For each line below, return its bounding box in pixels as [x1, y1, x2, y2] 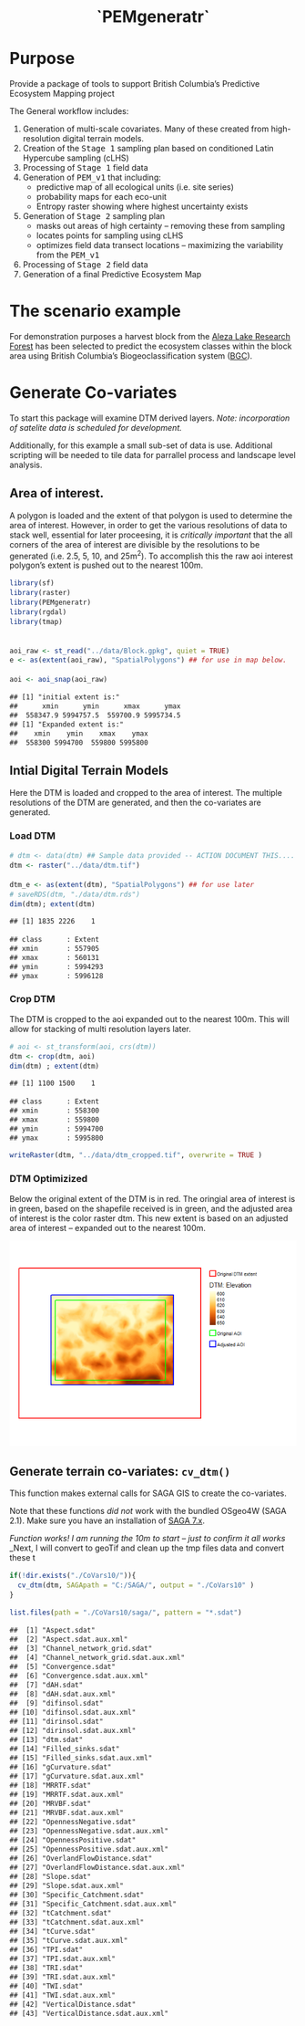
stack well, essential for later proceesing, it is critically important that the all [9, 529, 293, 540]
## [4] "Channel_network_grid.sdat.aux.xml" [9, 1653, 185, 1662]
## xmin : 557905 [9, 945, 100, 954]
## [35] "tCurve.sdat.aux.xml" [9, 1936, 128, 1945]
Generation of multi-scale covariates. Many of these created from [22, 123, 269, 134]
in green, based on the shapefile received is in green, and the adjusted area [9, 1203, 293, 1214]
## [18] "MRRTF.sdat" [9, 1781, 92, 1790]
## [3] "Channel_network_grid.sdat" [9, 1644, 153, 1653]
